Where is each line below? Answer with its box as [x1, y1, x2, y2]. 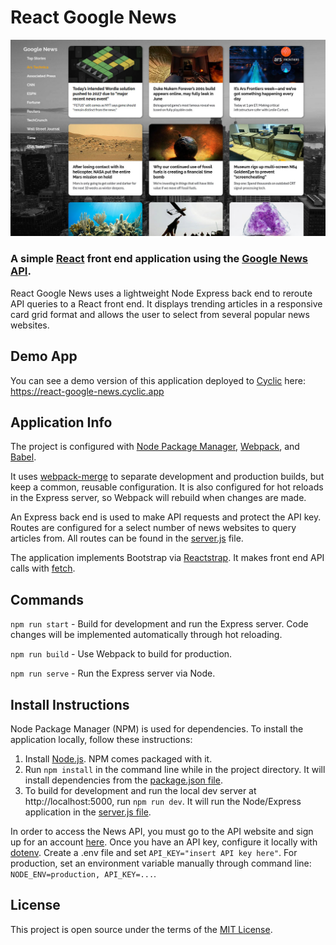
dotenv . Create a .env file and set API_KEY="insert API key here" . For [10, 846, 298, 858]
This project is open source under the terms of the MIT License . [10, 923, 273, 935]
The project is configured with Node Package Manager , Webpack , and [10, 441, 300, 453]
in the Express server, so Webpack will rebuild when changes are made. [10, 492, 307, 504]
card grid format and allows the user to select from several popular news [10, 308, 310, 320]
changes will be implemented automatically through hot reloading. [10, 629, 283, 641]
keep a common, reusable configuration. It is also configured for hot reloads [10, 481, 324, 493]
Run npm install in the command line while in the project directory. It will [24, 763, 326, 775]
